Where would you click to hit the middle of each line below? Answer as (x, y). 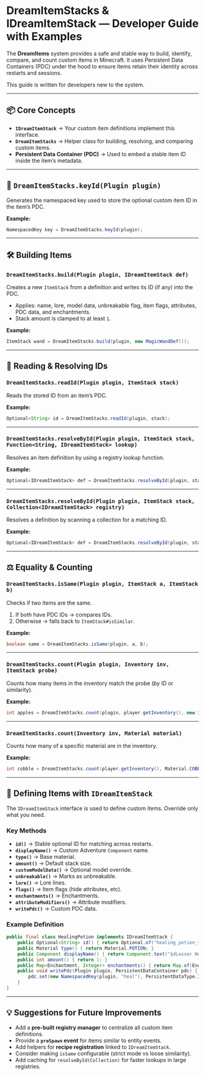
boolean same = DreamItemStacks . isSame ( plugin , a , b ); (77, 644)
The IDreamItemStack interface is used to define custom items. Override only (102, 808)
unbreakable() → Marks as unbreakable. (66, 876)
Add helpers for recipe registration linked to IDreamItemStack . (93, 1047)
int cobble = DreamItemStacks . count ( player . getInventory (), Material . (98, 769)
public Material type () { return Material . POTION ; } (86, 948)
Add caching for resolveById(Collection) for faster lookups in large (101, 1060)
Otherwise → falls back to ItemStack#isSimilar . (75, 621)
